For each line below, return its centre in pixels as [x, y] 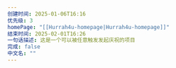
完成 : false [24, 47]
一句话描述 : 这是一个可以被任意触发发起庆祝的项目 [71, 40]
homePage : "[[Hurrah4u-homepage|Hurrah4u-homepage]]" [89, 27]
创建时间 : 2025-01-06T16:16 [47, 14]
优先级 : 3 [20, 21]
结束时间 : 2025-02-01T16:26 [47, 34]
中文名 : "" [22, 54]
